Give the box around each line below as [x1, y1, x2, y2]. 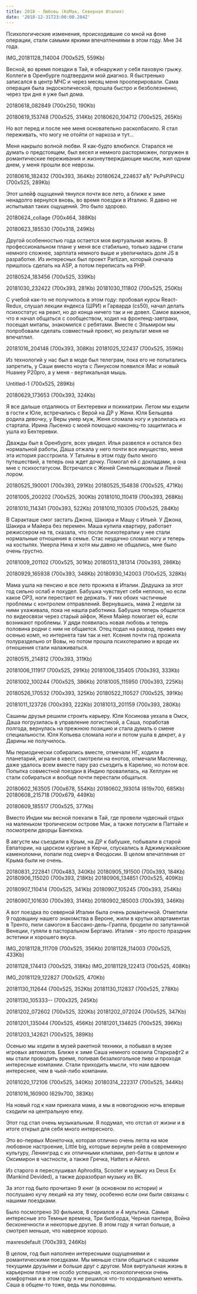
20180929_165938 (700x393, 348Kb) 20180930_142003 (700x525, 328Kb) [6, 570, 187, 577]
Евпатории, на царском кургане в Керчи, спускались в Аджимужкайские [6, 844, 191, 851]
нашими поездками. [6, 1197, 57, 1204]
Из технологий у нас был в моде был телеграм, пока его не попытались [6, 356, 187, 363]
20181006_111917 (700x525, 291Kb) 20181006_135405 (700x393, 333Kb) [6, 667, 180, 674]
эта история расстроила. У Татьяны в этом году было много [6, 452, 157, 459]
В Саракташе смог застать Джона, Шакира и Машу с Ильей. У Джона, [6, 516, 183, 523]
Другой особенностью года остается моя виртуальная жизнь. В [6, 236, 168, 244]
